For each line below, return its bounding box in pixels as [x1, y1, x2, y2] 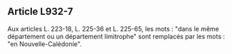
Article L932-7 [7, 6, 73, 18]
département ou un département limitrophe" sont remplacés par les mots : [7, 32, 226, 40]
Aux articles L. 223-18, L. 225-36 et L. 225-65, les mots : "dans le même [7, 24, 219, 33]
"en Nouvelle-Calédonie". [7, 39, 82, 48]
